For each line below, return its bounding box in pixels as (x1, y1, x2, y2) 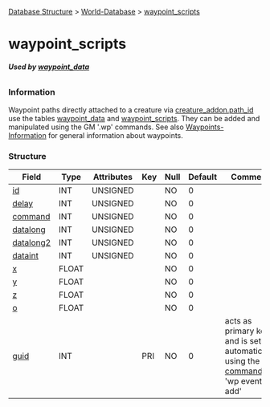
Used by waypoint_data (8, 62, 90, 71)
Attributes (92, 172, 133, 183)
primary (224, 325, 255, 336)
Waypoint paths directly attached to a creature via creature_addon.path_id (8, 104, 254, 115)
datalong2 (12, 237, 51, 248)
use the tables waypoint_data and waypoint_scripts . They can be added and (8, 113, 260, 123)
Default (188, 172, 218, 183)
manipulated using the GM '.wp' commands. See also (8, 122, 185, 132)
